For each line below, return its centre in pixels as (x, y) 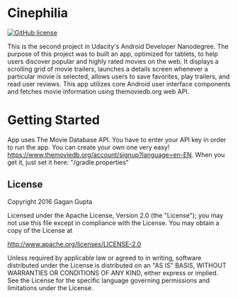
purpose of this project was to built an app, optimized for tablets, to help (113, 54)
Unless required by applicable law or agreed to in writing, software (104, 258)
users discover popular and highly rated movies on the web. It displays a (113, 61)
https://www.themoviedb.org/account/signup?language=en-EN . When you (116, 154)
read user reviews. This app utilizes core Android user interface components (119, 84)
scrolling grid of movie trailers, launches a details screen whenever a (108, 69)
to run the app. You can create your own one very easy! (89, 147)
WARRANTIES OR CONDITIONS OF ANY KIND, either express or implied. (113, 273)
